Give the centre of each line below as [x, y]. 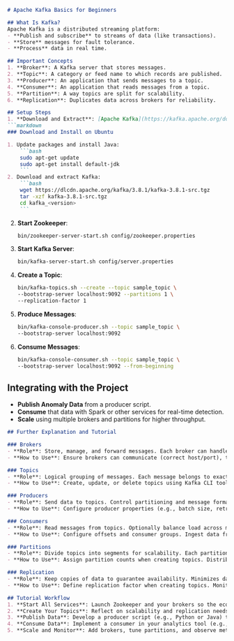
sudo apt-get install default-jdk [70, 164]
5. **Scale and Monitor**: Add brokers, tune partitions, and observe [112, 631]
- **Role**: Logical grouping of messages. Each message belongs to [109, 477]
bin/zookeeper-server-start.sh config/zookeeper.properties [106, 236]
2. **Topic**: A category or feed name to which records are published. [115, 74]
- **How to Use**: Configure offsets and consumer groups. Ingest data [113, 534]
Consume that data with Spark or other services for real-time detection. [120, 412]
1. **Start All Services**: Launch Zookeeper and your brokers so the [112, 604]
